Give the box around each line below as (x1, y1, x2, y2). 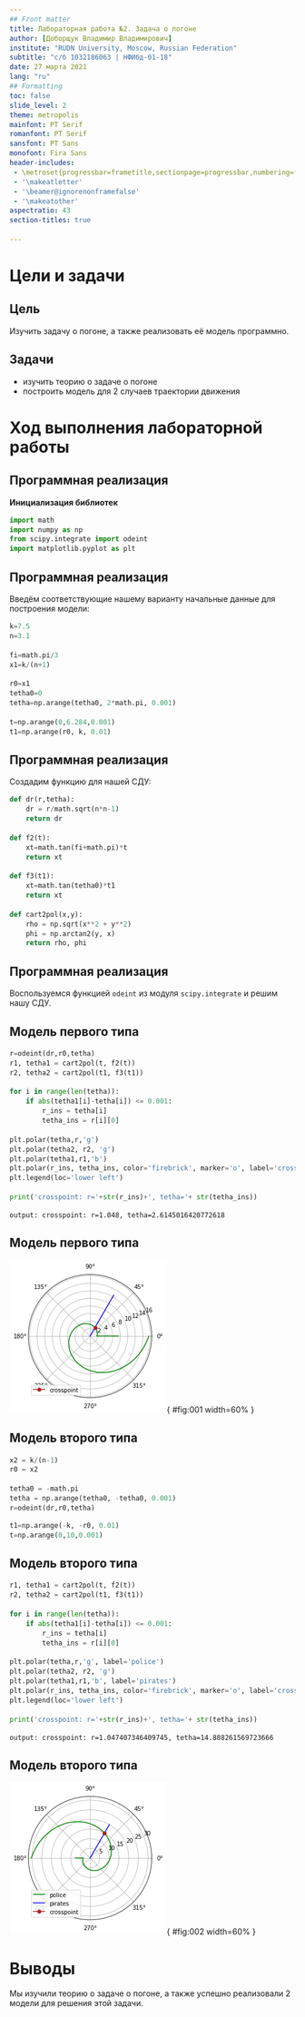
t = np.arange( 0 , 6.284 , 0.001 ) (9, 717, 116, 726)
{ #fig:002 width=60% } (166, 1926, 257, 1937)
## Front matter (9, 15, 71, 24)
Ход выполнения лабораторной (9, 418, 263, 438)
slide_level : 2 (9, 101, 67, 110)
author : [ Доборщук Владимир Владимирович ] (9, 34, 172, 43)
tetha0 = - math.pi (9, 1484, 79, 1493)
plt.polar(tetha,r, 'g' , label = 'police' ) (9, 1658, 165, 1667)
